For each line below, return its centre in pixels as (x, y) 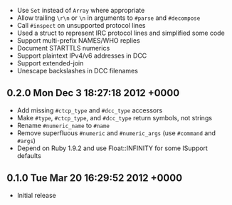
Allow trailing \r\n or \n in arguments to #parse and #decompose (109, 18)
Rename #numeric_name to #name (63, 125)
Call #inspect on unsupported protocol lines (81, 25)
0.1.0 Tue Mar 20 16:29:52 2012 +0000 (95, 178)
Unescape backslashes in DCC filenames (77, 71)
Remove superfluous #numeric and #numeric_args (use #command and (116, 133)
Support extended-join (50, 63)
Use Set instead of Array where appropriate (81, 10)
